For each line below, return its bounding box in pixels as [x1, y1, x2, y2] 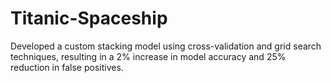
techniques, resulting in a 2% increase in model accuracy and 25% [10, 50, 287, 62]
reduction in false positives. [10, 61, 124, 73]
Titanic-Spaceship [10, 7, 168, 30]
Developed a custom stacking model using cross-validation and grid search [10, 40, 322, 52]
